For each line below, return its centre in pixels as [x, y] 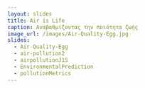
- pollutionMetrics [43, 73]
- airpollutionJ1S [41, 60]
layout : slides [30, 14]
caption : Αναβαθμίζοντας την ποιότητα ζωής [73, 27]
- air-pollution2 [39, 54]
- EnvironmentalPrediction [54, 67]
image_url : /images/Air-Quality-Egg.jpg [68, 34]
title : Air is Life [36, 21]
